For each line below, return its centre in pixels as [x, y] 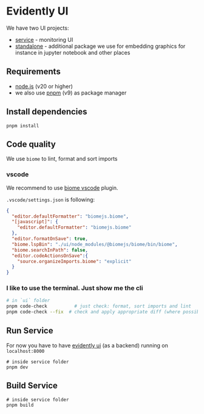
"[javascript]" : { [35, 222]
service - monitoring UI [44, 39]
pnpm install [23, 125]
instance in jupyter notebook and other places [73, 52]
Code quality [31, 144]
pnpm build [20, 405]
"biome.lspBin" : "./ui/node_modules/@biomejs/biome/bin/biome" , [95, 244]
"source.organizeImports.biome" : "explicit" [74, 261]
